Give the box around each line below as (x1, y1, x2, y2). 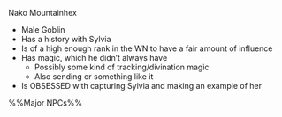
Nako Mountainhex (8, 8, 77, 18)
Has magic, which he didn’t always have (20, 53, 168, 62)
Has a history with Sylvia (20, 34, 111, 44)
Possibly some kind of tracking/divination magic (34, 62, 210, 72)
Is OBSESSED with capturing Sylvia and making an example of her (20, 81, 263, 91)
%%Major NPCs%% (8, 98, 83, 108)
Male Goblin (20, 25, 65, 34)
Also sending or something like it (34, 71, 154, 82)
